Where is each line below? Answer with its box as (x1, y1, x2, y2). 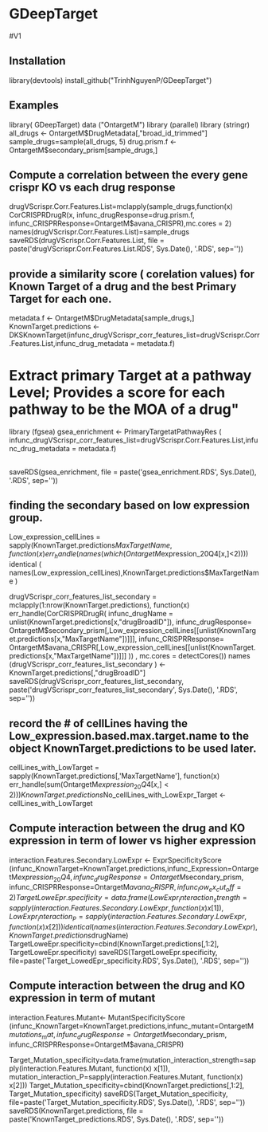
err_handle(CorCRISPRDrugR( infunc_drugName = (9, 609, 174, 619)
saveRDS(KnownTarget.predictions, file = (9, 1106, 144, 1116)
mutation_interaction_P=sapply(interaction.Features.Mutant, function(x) (9, 1072, 243, 1082)
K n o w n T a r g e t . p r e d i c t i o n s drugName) (9, 930, 129, 940)
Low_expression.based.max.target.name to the (9, 729, 250, 742)
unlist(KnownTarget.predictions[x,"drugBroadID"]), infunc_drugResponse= (9, 617, 253, 627)
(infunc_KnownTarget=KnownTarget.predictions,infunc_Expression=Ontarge (9, 863, 259, 873)
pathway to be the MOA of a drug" (9, 400, 239, 419)
